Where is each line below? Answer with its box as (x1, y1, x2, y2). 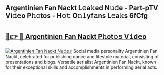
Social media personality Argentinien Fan (73, 48, 158, 54)
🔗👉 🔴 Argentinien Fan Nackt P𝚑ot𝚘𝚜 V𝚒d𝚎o (5, 32, 147, 41)
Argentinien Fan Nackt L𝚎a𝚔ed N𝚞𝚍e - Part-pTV (5, 4, 159, 12)
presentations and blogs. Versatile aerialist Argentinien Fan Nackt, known (5, 59, 156, 65)
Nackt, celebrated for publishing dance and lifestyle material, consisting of (5, 54, 159, 59)
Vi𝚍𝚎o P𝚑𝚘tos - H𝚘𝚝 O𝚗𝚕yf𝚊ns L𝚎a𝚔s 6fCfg (5, 12, 148, 20)
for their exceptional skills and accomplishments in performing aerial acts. (5, 64, 158, 70)
